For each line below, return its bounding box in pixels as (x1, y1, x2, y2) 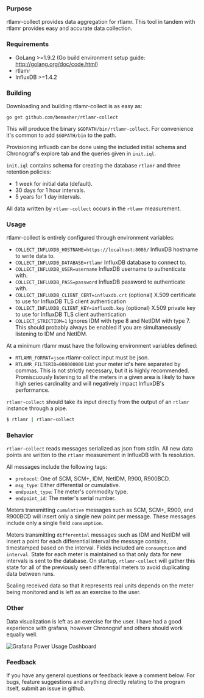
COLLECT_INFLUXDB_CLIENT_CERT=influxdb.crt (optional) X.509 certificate (15, 292, 197, 299)
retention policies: (6, 168, 52, 175)
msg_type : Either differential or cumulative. (15, 482, 121, 489)
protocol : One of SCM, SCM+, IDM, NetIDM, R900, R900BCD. (15, 475, 171, 482)
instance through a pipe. (6, 405, 68, 412)
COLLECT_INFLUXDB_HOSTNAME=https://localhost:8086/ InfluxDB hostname (15, 246, 199, 253)
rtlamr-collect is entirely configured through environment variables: (6, 234, 175, 241)
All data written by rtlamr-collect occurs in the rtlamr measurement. (6, 205, 181, 212)
